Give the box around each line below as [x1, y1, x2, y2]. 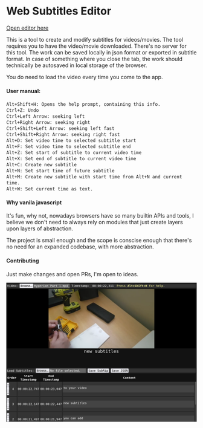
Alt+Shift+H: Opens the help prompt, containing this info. [6, 102, 161, 108]
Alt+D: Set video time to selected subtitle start [6, 138, 137, 144]
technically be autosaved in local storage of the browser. [6, 62, 147, 69]
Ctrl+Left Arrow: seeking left [6, 114, 85, 120]
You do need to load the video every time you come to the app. [6, 73, 163, 80]
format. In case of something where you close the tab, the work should [6, 55, 183, 62]
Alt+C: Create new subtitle [6, 162, 77, 168]
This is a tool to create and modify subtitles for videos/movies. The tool [6, 36, 183, 43]
